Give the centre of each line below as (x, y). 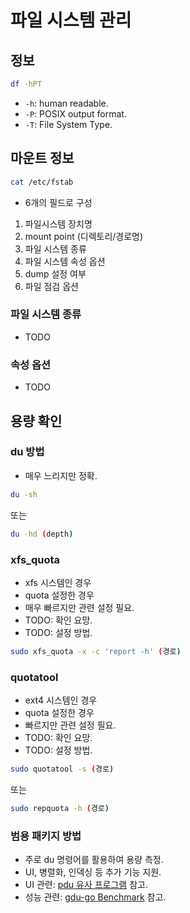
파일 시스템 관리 (71, 20)
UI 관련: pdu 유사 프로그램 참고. (86, 885)
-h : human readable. (66, 103)
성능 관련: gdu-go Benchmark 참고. (95, 897)
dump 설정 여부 (55, 273)
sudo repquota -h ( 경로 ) (60, 808)
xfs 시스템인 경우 (58, 582)
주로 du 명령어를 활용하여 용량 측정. (94, 860)
